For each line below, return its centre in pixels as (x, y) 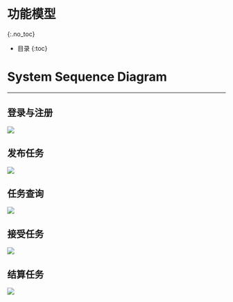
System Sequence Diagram (87, 77)
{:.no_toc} (21, 34)
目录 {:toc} (32, 48)
